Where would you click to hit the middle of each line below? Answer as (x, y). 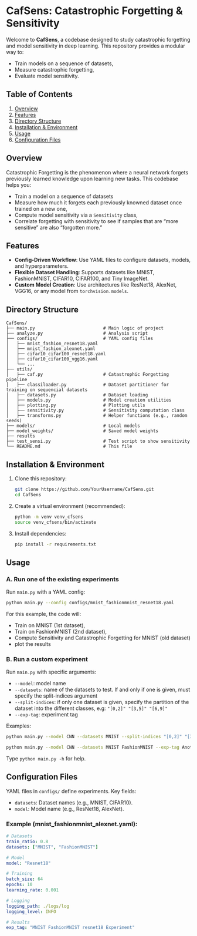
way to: (15, 52)
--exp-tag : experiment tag (46, 715)
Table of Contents (40, 94)
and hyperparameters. (42, 266)
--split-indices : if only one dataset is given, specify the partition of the (102, 702)
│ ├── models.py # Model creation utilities (89, 400)
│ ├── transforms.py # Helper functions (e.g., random (97, 416)
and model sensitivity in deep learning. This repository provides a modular (96, 46)
